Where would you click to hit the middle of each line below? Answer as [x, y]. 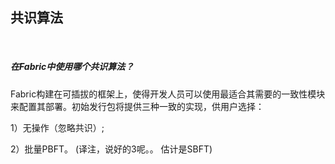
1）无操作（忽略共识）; [57, 127]
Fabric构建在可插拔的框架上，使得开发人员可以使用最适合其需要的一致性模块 [168, 94]
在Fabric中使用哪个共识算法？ [72, 67]
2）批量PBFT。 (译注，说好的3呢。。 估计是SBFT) [111, 149]
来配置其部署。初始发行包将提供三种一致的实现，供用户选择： [137, 106]
